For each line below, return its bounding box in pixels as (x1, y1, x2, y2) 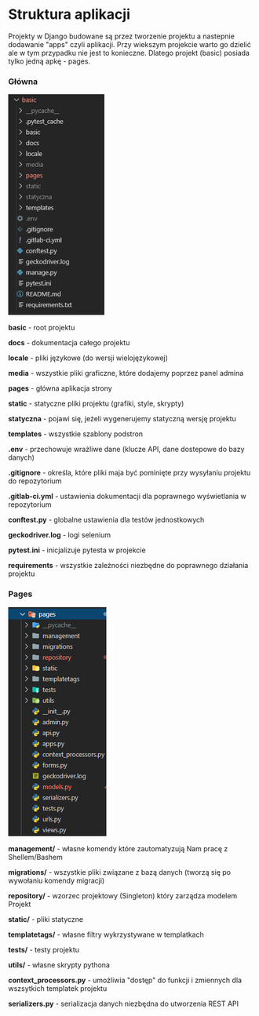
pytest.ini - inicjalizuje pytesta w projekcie (8, 545, 147, 555)
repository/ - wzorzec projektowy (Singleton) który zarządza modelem (8, 890, 238, 900)
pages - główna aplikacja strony (8, 384, 112, 393)
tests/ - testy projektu (8, 945, 80, 954)
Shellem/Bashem (8, 852, 63, 861)
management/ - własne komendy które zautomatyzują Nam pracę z (8, 843, 228, 853)
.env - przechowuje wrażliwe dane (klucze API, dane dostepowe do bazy (8, 445, 245, 454)
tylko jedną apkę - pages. (8, 56, 91, 66)
